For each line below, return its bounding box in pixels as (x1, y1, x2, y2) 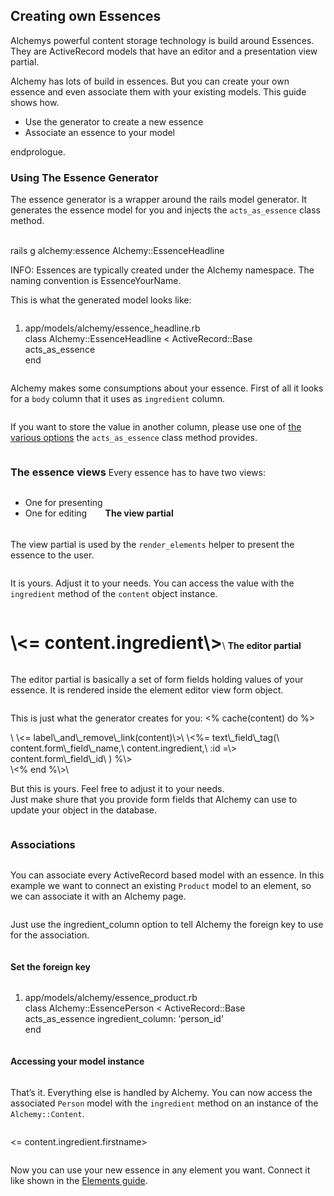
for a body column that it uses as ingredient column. (10, 393, 225, 405)
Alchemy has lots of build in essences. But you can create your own (10, 75, 290, 87)
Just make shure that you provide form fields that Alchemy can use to (10, 793, 298, 805)
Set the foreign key (10, 960, 92, 973)
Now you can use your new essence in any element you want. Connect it (10, 1164, 311, 1176)
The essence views (10, 465, 107, 479)
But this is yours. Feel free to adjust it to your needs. (10, 782, 225, 794)
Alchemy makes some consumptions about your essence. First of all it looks (10, 382, 324, 394)
